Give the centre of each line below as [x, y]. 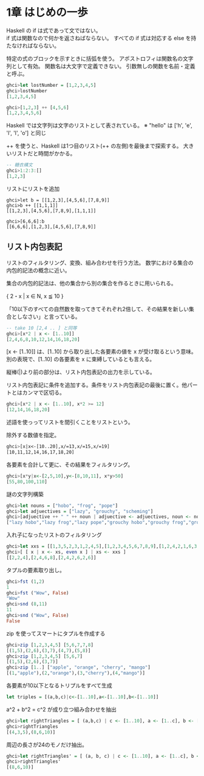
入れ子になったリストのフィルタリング [54, 535]
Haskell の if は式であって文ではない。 [54, 30]
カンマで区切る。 [43, 393]
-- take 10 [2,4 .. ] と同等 [42, 328]
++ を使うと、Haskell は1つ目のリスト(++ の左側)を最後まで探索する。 [94, 146]
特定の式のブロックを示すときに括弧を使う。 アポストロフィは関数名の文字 [100, 58]
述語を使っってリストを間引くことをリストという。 [70, 422]
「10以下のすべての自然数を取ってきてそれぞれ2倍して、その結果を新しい [98, 309]
